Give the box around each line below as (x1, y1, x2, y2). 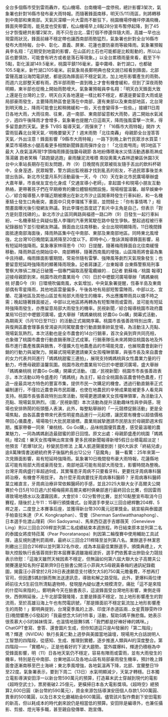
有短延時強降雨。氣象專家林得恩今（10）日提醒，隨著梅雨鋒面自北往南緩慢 (5, 243, 159, 248)
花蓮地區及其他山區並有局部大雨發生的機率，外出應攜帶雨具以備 (13, 293, 145, 298)
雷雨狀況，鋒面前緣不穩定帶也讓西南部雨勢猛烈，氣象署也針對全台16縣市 (9, 36, 159, 42)
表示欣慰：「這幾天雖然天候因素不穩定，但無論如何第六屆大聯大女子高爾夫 (5, 556, 156, 562)
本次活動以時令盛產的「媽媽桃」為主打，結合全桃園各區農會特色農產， (13, 374, 158, 380)
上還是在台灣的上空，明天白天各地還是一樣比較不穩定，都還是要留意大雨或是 (5, 92, 163, 98)
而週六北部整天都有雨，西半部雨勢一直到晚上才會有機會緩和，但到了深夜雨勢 (5, 80, 163, 85)
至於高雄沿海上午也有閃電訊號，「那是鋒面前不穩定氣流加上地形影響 (18, 600, 156, 606)
